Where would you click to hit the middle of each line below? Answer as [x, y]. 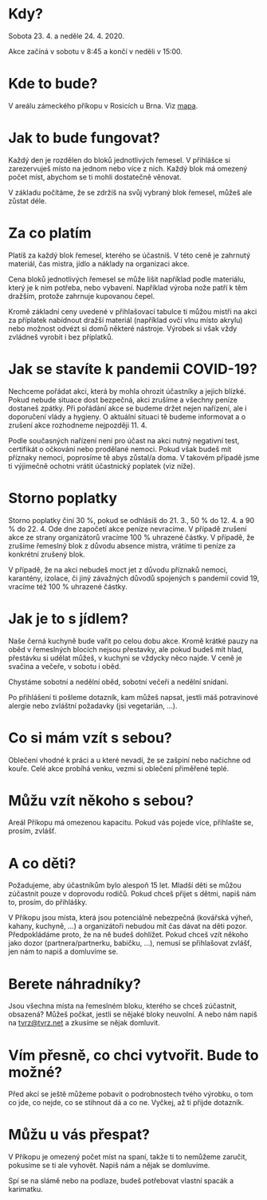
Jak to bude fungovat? [84, 138]
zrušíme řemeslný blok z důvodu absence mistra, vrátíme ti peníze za [122, 545]
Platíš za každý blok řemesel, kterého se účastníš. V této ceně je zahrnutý [130, 255]
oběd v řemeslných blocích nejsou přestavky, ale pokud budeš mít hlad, [126, 649]
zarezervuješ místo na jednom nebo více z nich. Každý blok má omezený [128, 168]
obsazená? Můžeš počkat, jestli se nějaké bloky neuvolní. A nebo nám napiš [133, 1014]
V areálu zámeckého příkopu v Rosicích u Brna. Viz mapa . [103, 105]
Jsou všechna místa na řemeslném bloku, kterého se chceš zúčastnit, [123, 1006]
